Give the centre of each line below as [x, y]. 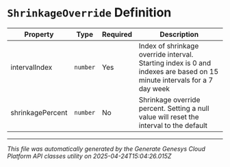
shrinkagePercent [39, 112]
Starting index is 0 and [175, 63]
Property [39, 34]
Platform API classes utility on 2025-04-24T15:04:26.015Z [89, 156]
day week [154, 88]
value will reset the [169, 116]
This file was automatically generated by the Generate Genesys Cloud [106, 149]
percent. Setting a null [174, 108]
